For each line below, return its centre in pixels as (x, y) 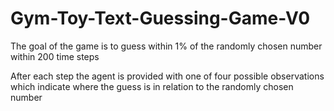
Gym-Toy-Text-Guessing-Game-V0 (160, 18)
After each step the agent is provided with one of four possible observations (167, 76)
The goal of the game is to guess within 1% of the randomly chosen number (166, 46)
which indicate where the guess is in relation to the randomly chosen (152, 86)
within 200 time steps (55, 56)
